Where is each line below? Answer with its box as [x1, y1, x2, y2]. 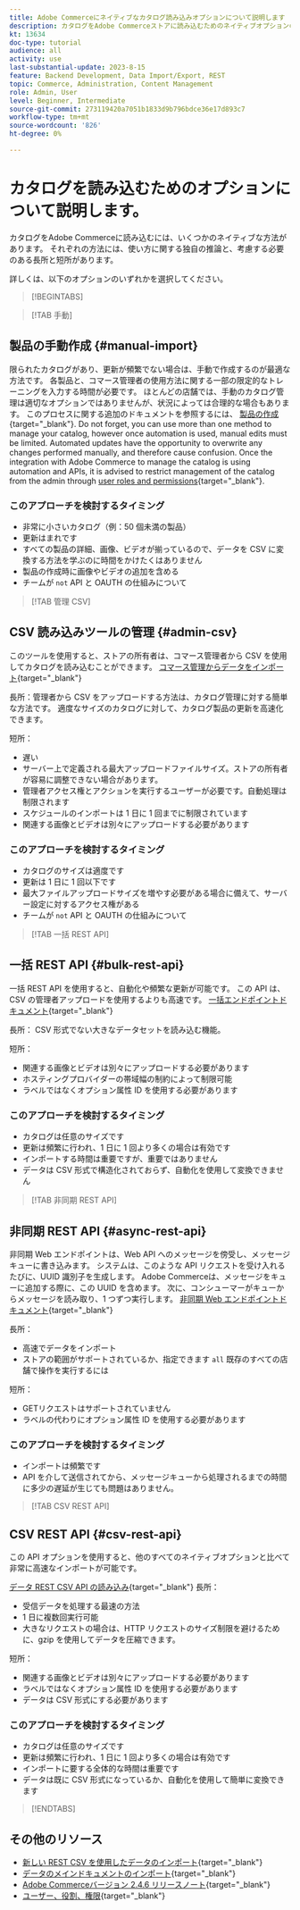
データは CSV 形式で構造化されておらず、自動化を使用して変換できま [21, 1165, 277, 1176]
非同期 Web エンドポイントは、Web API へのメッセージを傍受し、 [9, 1248, 252, 1260]
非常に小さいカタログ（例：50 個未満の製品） [21, 521, 191, 532]
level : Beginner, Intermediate [9, 96, 126, 105]
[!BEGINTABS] [30, 291, 84, 302]
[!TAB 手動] [30, 309, 73, 320]
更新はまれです [21, 532, 78, 543]
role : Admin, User [9, 88, 78, 96]
